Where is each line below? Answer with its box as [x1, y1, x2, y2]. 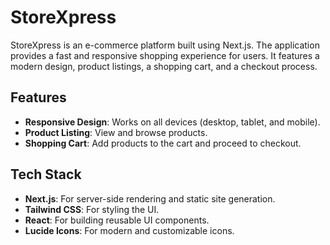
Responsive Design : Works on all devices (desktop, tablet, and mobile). [24, 116, 321, 128]
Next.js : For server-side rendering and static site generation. [24, 192, 276, 205]
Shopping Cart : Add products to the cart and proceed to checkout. [24, 137, 302, 149]
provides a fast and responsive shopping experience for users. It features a [10, 49, 320, 61]
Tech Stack [10, 166, 82, 183]
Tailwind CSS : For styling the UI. [24, 203, 160, 215]
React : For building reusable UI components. [24, 214, 210, 226]
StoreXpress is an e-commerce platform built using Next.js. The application [10, 39, 320, 51]
